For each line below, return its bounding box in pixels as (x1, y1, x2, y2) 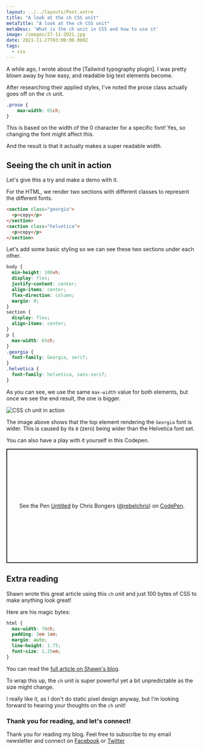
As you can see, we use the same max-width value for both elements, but (6, 388, 188, 395)
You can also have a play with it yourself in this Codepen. (6, 436, 149, 444)
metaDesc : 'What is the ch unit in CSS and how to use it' (6, 26, 159, 32)
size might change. (6, 683, 54, 690)
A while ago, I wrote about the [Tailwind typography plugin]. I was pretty (6, 65, 187, 73)
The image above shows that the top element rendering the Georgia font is (6, 418, 192, 425)
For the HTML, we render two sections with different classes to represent (6, 188, 189, 196)
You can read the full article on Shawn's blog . (6, 665, 120, 672)
